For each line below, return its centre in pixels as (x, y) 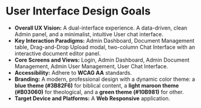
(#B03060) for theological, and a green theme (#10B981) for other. (99, 92)
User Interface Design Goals (78, 11)
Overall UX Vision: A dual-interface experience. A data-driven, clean (101, 28)
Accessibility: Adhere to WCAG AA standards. (73, 72)
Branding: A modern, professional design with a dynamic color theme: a (105, 79)
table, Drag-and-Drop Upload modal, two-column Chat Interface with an (105, 47)
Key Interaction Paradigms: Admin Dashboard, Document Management (104, 40)
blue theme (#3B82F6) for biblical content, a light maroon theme (97, 85)
